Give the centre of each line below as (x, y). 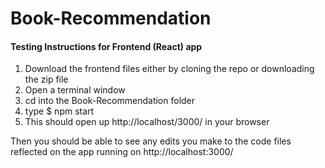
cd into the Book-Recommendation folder (110, 101)
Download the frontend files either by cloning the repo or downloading (169, 69)
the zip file (46, 79)
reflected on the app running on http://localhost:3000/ (122, 152)
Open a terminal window (75, 90)
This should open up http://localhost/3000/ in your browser (147, 122)
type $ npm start (59, 111)
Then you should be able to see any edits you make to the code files (151, 141)
